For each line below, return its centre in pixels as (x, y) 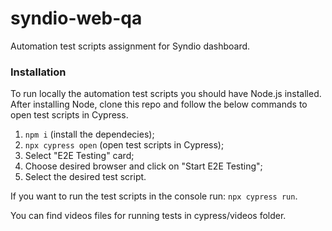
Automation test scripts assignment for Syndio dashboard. (130, 46)
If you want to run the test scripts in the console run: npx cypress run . (154, 196)
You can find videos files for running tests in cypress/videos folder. (148, 216)
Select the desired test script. (85, 177)
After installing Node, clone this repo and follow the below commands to (159, 104)
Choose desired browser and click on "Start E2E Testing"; (143, 166)
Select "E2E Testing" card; (79, 156)
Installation (38, 72)
